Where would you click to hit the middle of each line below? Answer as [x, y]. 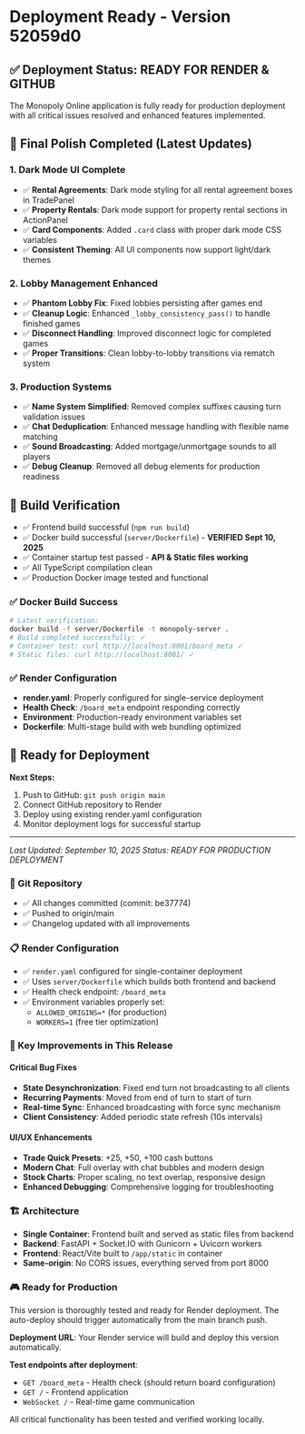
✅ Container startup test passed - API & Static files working [135, 558]
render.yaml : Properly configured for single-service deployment [143, 698]
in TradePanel [49, 200]
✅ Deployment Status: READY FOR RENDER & [139, 70]
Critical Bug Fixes [43, 1067]
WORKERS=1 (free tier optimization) [97, 1022]
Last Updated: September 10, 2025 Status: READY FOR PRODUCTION [140, 850]
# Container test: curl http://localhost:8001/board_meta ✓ [126, 646]
